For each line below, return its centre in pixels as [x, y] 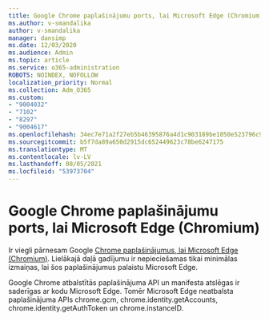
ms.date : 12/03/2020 [43, 46]
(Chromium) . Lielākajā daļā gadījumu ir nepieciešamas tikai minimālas [123, 258]
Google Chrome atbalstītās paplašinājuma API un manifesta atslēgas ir [124, 282]
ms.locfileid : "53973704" [51, 172]
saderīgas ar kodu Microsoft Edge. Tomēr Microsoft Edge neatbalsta [121, 291]
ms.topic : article [39, 61]
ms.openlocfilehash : [43, 134]
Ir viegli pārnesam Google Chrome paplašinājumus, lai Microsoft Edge [123, 250]
